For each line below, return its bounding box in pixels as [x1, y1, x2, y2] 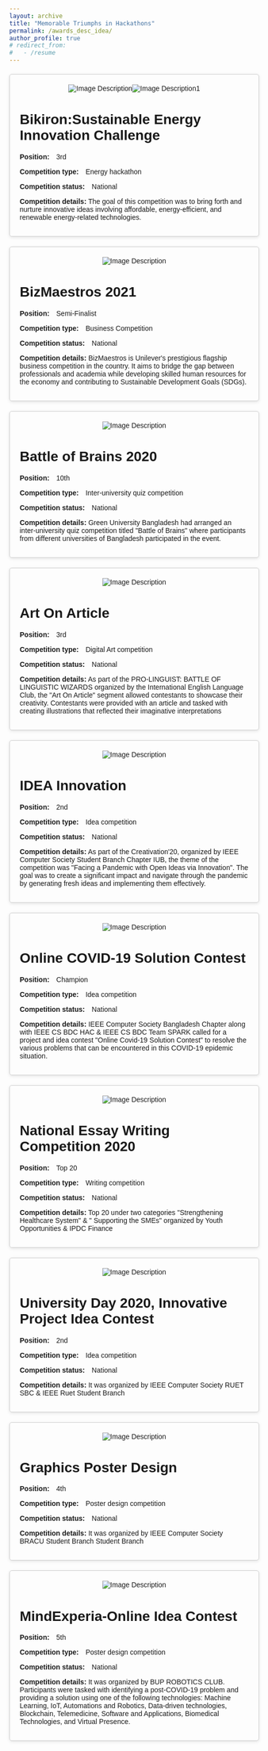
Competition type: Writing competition [19, 1178, 145, 1187]
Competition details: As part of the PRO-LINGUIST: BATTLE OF [19, 674, 221, 684]
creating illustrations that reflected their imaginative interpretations [19, 706, 222, 715]
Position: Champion [19, 975, 89, 984]
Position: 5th [19, 1633, 67, 1642]
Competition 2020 [19, 1138, 136, 1155]
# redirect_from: [9, 41, 67, 50]
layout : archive [9, 12, 63, 20]
